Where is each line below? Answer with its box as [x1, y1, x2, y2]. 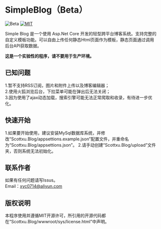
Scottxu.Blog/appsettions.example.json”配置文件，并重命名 [11, 136, 129, 142]
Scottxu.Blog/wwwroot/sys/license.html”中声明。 [11, 219, 110, 225]
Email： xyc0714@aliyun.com [5, 183, 63, 189]
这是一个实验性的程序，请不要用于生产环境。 [5, 53, 94, 59]
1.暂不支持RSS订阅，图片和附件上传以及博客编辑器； [5, 82, 110, 88]
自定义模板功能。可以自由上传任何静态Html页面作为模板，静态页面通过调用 [5, 37, 154, 43]
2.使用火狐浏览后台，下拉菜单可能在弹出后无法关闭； [5, 88, 111, 94]
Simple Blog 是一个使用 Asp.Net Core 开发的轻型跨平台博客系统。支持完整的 [5, 31, 157, 36]
